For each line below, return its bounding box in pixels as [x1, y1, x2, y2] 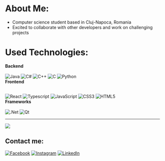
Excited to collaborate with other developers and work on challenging [12, 24, 153, 30]
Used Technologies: [5, 47, 88, 58]
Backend [5, 63, 24, 69]
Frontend [5, 79, 25, 84]
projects [12, 29, 29, 35]
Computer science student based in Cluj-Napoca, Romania [12, 19, 132, 25]
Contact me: [5, 137, 44, 145]
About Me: [5, 3, 49, 14]
